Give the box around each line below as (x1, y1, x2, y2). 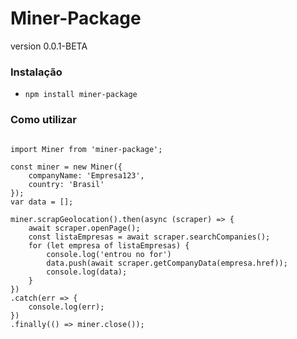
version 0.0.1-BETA (10, 40, 88, 52)
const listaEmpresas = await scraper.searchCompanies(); (28, 232, 271, 242)
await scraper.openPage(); (28, 223, 141, 233)
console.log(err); (28, 302, 105, 312)
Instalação (10, 65, 63, 79)
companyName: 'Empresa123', (28, 170, 145, 181)
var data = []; (10, 197, 74, 207)
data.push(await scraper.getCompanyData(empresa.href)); (46, 258, 288, 268)
